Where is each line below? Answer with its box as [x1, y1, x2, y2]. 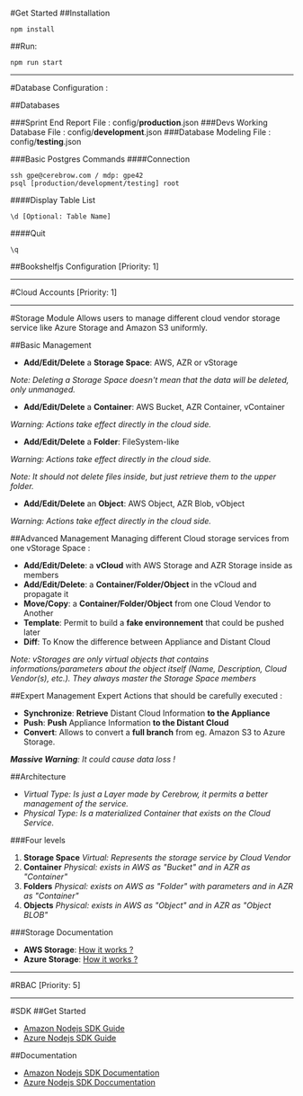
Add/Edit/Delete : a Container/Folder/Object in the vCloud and [22, 579, 257, 590]
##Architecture [10, 771, 67, 781]
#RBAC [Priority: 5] [10, 980, 81, 990]
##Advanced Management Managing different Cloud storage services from [10, 533, 290, 543]
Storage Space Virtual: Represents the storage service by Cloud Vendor [22, 852, 291, 862]
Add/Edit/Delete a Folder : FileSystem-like [22, 436, 180, 447]
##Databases [10, 100, 60, 111]
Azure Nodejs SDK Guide [22, 1033, 117, 1043]
